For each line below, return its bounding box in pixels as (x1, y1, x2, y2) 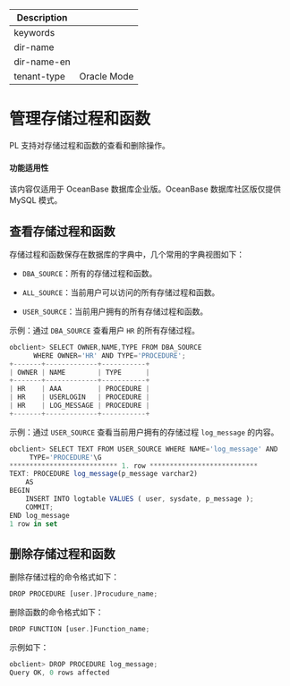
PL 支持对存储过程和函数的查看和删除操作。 (9, 140, 170, 150)
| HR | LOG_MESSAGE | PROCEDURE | (9, 402, 150, 411)
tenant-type (13, 71, 65, 82)
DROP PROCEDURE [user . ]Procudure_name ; (9, 589, 158, 598)
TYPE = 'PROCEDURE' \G (29, 453, 102, 462)
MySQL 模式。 (9, 195, 63, 206)
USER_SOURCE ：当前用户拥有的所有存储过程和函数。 (21, 306, 209, 317)
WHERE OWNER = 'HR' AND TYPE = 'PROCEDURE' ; (32, 351, 186, 360)
